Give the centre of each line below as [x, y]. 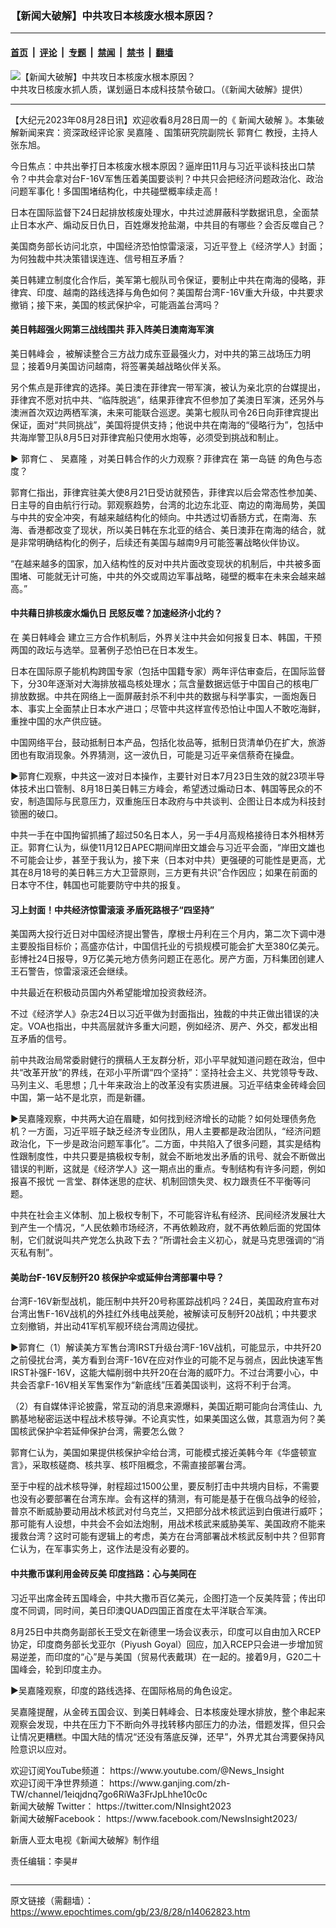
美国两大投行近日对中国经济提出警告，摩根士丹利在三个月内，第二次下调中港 [168, 934]
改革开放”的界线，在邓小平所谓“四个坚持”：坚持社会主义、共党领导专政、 [173, 1073]
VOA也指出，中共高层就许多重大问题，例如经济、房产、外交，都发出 [168, 1026]
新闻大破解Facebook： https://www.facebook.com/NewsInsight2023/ [154, 1818]
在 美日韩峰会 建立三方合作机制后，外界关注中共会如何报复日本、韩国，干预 [166, 637]
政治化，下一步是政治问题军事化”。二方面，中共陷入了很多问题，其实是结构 [166, 1144]
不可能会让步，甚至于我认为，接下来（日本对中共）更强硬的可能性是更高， [163, 859]
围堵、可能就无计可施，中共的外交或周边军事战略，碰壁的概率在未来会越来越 [168, 576]
